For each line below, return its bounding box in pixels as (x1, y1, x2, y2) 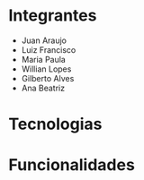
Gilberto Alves (21, 73, 75, 83)
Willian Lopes (21, 64, 72, 74)
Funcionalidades (8, 155, 136, 176)
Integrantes (8, 5, 97, 26)
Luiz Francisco (21, 44, 76, 55)
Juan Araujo (21, 35, 67, 46)
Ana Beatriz (21, 82, 65, 93)
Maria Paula (21, 54, 67, 64)
